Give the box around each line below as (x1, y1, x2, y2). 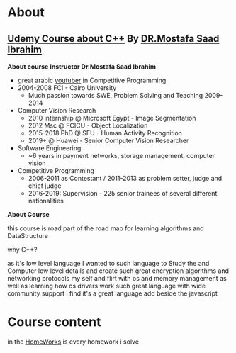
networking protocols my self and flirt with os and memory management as (7, 274, 227, 282)
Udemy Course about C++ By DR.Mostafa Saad (7, 33, 220, 45)
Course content (7, 314, 101, 330)
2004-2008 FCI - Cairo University (17, 84, 117, 92)
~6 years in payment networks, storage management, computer (28, 152, 215, 159)
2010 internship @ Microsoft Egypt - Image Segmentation (28, 114, 196, 122)
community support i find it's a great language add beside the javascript (7, 289, 218, 298)
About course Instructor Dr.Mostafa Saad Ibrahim (7, 62, 157, 71)
